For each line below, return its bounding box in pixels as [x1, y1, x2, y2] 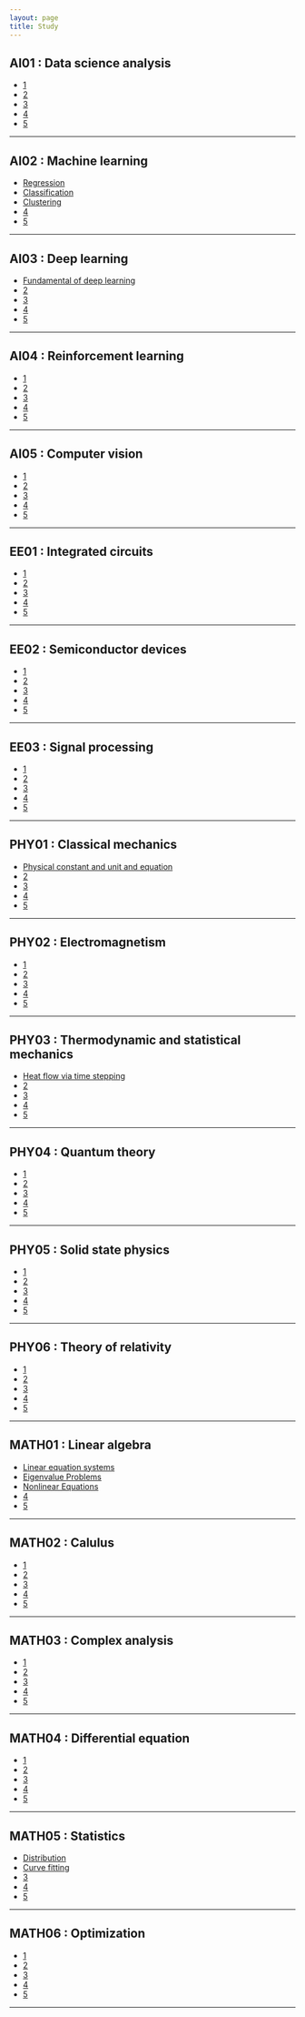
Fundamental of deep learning [22, 275, 136, 286]
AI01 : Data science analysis [9, 55, 172, 71]
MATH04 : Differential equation [9, 1730, 191, 1746]
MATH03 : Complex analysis [9, 1632, 174, 1648]
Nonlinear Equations [22, 1480, 99, 1492]
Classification [22, 187, 74, 198]
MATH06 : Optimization [9, 1926, 146, 1941]
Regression [22, 177, 65, 188]
